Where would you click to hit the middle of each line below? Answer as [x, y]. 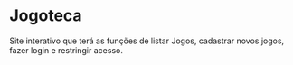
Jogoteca [46, 16]
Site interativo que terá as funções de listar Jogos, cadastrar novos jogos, [147, 41]
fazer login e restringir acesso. [66, 50]
